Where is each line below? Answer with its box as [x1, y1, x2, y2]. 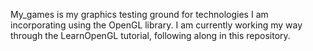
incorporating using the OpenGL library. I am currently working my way [10, 19, 303, 31]
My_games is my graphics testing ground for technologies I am [10, 9, 269, 20]
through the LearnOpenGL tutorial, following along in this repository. [10, 30, 291, 41]
